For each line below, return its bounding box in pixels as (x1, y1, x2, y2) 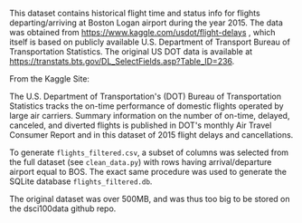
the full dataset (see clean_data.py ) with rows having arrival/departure (9, 157, 272, 167)
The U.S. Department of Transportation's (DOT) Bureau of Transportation (9, 91, 282, 102)
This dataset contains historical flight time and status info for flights (9, 8, 260, 18)
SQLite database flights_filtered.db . (9, 176, 153, 187)
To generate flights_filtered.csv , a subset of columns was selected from (9, 147, 289, 158)
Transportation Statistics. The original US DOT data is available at (9, 46, 253, 57)
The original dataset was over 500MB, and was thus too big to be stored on (9, 194, 290, 204)
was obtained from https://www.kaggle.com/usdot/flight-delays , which (9, 27, 276, 37)
